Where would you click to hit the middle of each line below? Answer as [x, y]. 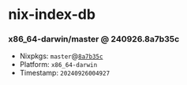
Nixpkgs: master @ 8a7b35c [61, 56]
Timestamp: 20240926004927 [65, 73]
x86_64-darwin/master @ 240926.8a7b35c [94, 39]
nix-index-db [52, 15]
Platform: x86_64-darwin [58, 65]
